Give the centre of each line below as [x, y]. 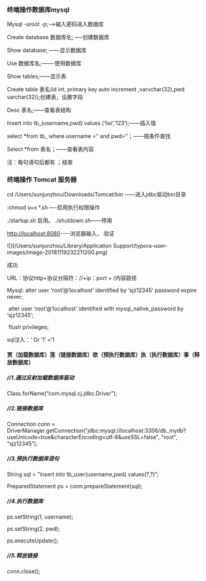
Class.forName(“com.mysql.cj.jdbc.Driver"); [62, 393]
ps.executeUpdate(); [33, 541]
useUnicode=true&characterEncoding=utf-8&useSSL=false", [83, 437]
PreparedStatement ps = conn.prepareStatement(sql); [75, 487]
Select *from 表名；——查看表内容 [50, 149]
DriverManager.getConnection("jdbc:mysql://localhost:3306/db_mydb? [97, 431]
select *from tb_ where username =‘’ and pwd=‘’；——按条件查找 [89, 136]
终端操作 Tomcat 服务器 [42, 180]
